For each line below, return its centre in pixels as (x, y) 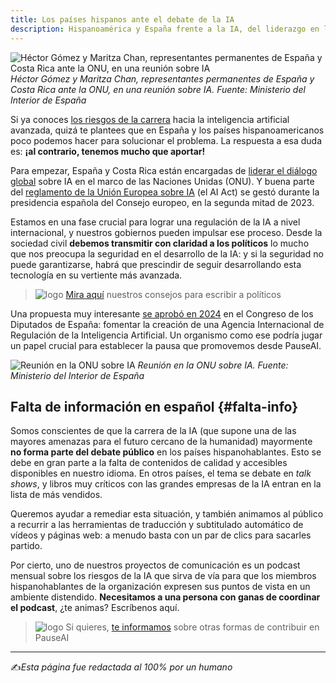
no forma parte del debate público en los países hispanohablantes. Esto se (166, 452)
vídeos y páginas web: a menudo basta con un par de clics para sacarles (161, 535)
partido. (26, 546)
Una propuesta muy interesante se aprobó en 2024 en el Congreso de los (162, 313)
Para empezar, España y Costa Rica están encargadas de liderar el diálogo (164, 170)
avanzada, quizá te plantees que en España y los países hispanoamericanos (167, 130)
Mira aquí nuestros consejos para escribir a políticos (173, 294)
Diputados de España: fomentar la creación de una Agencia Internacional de (167, 324)
